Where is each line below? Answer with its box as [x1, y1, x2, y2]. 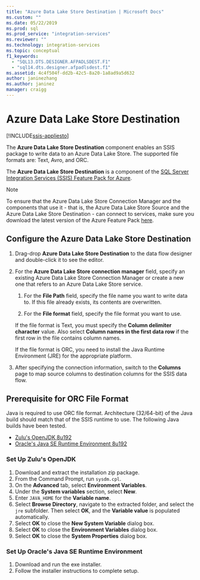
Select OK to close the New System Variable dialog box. [14, 520, 155, 527]
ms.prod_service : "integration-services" [6, 31, 111, 37]
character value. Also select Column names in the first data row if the [14, 328, 189, 335]
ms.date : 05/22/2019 [6, 20, 58, 26]
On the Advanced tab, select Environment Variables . [14, 481, 147, 489]
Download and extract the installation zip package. [14, 469, 140, 476]
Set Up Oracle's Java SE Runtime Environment [6, 547, 143, 555]
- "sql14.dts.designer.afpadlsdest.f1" [11, 64, 111, 71]
